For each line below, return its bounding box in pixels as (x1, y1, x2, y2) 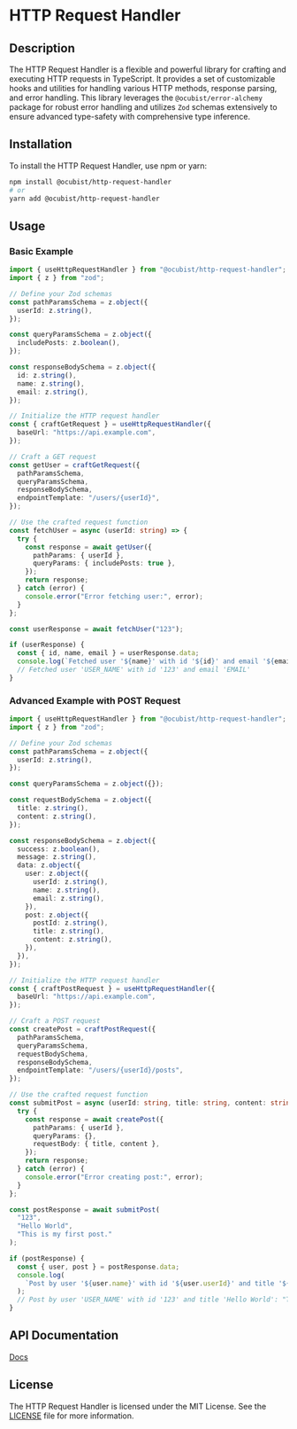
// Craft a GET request (9, 452, 97, 461)
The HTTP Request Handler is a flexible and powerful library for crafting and (9, 64, 287, 74)
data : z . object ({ (17, 861, 81, 870)
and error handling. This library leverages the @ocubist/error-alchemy (9, 92, 263, 103)
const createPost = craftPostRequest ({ (9, 1025, 156, 1034)
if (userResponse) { (9, 640, 86, 650)
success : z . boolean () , (17, 844, 101, 854)
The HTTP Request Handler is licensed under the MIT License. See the (9, 1401, 267, 1411)
